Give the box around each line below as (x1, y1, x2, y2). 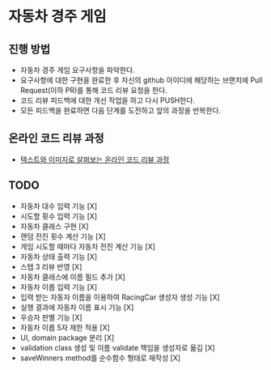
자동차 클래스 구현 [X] (19, 221, 89, 231)
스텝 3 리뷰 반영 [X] (19, 262, 83, 271)
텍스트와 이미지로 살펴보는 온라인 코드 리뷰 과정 (19, 155, 170, 164)
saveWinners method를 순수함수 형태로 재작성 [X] (19, 353, 180, 363)
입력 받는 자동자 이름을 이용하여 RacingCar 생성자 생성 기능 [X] (19, 292, 220, 302)
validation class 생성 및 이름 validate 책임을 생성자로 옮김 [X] (19, 342, 216, 352)
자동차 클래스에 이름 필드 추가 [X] (19, 272, 125, 282)
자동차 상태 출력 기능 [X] (19, 252, 98, 262)
